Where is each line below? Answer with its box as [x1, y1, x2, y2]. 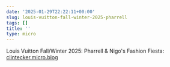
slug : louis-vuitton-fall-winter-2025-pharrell [6, 14, 128, 20]
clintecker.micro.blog [6, 54, 58, 61]
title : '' [6, 25, 31, 32]
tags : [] [6, 20, 28, 26]
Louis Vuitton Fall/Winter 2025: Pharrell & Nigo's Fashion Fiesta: [6, 47, 165, 54]
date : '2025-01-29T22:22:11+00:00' [6, 8, 96, 15]
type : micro [6, 31, 36, 37]
